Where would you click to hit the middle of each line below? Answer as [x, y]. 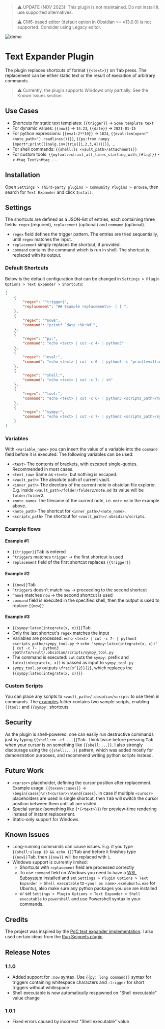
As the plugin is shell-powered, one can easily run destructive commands [79, 734]
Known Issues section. [40, 95]
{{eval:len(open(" [130, 134]
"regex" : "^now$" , [41, 320]
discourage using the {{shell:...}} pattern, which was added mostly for [79, 750]
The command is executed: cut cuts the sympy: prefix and [70, 657]
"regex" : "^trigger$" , [46, 302]
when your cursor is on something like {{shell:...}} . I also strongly [74, 745]
